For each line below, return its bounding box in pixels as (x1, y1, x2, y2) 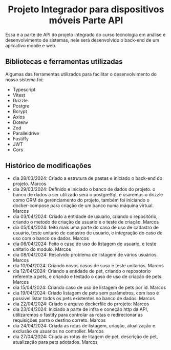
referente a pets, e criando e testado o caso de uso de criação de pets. (12, 273, 163, 280)
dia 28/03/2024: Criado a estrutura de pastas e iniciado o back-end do (12, 175, 163, 181)
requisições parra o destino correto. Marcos (12, 317, 106, 323)
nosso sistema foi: (5, 76, 44, 83)
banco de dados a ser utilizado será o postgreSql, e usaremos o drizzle (12, 191, 163, 197)
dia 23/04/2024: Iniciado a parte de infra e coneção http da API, (12, 306, 148, 312)
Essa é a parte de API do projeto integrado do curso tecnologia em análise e (5, 31, 166, 38)
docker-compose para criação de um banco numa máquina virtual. (12, 202, 154, 209)
